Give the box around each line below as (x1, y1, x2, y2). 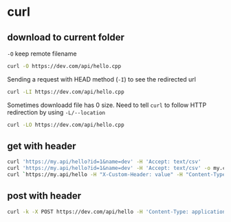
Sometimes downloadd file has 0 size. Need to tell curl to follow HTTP (7, 101, 207, 109)
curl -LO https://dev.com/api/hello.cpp (7, 121, 125, 128)
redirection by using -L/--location (7, 108, 105, 116)
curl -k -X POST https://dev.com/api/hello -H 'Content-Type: (7, 208, 189, 215)
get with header (7, 140, 77, 152)
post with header (7, 190, 82, 202)
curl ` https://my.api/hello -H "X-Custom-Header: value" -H (7, 171, 184, 178)
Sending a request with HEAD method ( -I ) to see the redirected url (7, 75, 196, 83)
